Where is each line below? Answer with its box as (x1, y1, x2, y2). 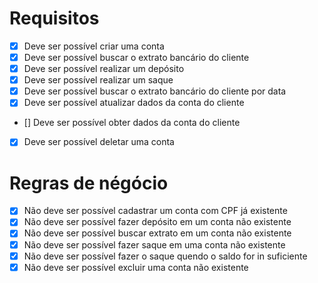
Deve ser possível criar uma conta (23, 40, 165, 52)
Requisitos (9, 7, 100, 30)
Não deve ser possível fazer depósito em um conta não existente (23, 216, 292, 228)
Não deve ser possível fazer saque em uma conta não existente (23, 238, 286, 251)
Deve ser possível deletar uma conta (23, 136, 175, 148)
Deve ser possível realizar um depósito (23, 63, 185, 75)
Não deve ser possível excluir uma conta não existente (23, 261, 249, 273)
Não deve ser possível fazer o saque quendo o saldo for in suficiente (23, 250, 308, 262)
